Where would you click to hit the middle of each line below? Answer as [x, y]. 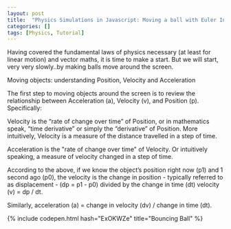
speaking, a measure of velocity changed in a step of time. [90, 157]
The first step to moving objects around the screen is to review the [101, 94]
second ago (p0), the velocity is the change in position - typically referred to [115, 177]
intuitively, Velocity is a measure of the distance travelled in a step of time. [112, 136]
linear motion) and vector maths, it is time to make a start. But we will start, [113, 60]
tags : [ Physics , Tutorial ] [46, 33]
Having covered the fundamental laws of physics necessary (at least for [109, 52]
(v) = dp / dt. [25, 192]
